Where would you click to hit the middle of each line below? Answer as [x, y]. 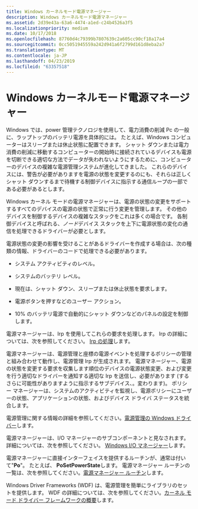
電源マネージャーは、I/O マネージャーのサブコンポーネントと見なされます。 [98, 438]
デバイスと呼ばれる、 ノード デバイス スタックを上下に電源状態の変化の [97, 224]
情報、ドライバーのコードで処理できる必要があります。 [83, 251]
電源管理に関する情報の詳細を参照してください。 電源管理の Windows [90, 418]
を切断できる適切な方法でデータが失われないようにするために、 [83, 160]
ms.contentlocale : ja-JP [37, 56]
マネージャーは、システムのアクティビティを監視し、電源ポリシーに [95, 391]
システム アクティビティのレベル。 [56, 264]
